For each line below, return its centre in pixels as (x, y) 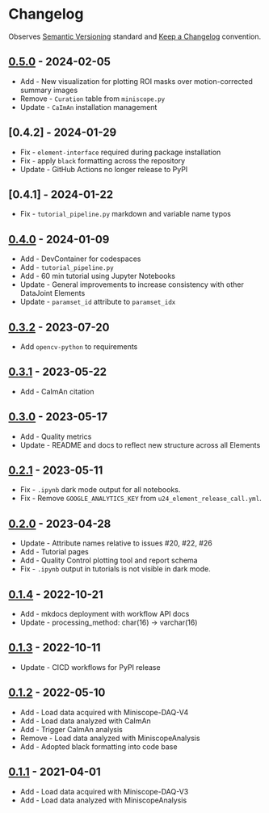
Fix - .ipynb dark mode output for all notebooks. (100, 490)
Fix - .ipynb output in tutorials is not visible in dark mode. (116, 569)
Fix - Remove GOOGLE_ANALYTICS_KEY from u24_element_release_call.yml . (141, 499)
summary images (49, 90)
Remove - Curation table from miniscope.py (92, 99)
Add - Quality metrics (56, 436)
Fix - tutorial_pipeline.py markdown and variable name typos (126, 214)
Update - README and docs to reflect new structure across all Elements (140, 444)
